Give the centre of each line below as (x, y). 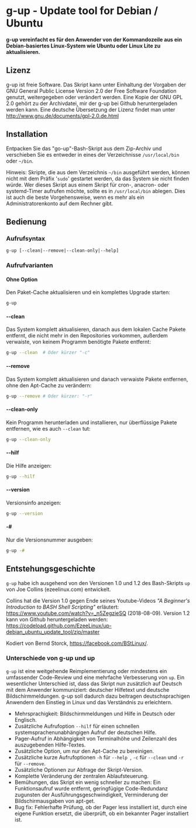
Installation (27, 134)
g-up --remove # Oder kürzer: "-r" (49, 396)
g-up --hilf (20, 476)
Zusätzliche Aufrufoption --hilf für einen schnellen (77, 726)
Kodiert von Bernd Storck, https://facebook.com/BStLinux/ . (77, 643)
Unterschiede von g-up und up (51, 658)
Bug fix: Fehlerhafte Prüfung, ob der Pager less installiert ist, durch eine (101, 807)
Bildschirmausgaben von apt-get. (55, 801)
